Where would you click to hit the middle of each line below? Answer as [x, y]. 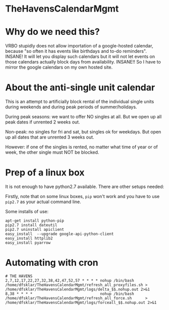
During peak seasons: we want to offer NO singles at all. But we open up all [83, 117]
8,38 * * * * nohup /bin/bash [70, 294]
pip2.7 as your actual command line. [43, 202]
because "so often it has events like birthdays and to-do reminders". [76, 51]
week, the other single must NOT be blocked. [52, 152]
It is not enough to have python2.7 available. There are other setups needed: [85, 187]
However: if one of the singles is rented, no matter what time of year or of [81, 147]
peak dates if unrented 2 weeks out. [43, 122]
